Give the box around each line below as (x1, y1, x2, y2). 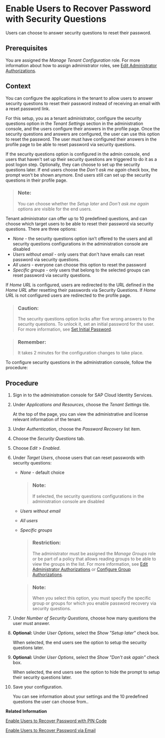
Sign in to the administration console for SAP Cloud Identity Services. (12, 392, 153, 398)
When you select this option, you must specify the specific (32, 595, 151, 601)
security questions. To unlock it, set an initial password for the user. (17, 321, 155, 327)
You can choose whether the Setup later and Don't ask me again (17, 200, 149, 206)
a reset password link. (5, 106, 51, 112)
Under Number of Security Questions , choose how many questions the (12, 615, 156, 621)
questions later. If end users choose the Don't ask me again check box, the (5, 166, 158, 173)
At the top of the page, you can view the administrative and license (12, 411, 148, 417)
